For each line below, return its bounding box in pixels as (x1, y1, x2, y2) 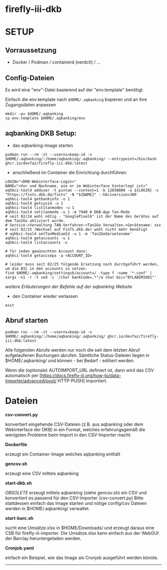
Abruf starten (5, 316, 48, 325)
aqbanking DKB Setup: (5, 129, 77, 138)
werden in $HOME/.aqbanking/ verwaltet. (5, 505, 90, 511)
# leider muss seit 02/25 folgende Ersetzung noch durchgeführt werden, (5, 262, 159, 267)
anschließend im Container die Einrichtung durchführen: (12, 169, 128, 175)
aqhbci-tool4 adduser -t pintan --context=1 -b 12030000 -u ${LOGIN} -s (5, 188, 159, 192)
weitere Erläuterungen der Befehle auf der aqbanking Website (5, 284, 133, 289)
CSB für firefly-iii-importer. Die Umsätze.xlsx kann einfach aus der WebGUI (5, 530, 159, 536)
